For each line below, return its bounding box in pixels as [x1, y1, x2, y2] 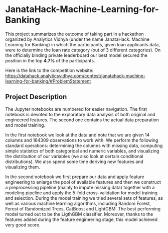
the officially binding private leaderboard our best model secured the [5, 52, 148, 58]
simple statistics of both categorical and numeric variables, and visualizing [5, 147, 159, 154]
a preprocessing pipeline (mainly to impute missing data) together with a [5, 184, 155, 190]
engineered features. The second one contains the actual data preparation [5, 117, 159, 123]
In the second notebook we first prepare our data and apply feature [5, 174, 144, 180]
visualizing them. [5, 164, 40, 170]
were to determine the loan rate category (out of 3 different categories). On [5, 47, 161, 53]
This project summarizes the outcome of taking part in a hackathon [5, 31, 144, 37]
